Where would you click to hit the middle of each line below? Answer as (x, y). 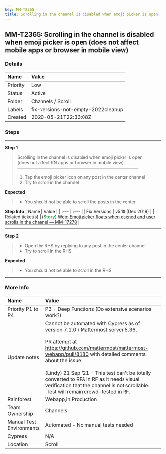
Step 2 (12, 236)
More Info (17, 288)
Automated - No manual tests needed (89, 425)
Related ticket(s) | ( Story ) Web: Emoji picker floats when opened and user (80, 217)
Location (18, 444)
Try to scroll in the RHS (48, 251)
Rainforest (20, 399)
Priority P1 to (23, 309)
